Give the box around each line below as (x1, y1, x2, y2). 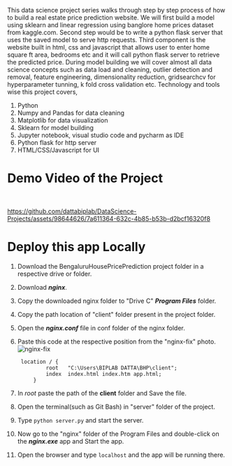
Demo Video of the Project (7, 171, 163, 186)
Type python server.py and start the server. (17, 416, 144, 424)
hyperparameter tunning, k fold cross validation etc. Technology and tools (7, 80, 220, 88)
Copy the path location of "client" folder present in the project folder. (17, 310, 216, 318)
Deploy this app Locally (7, 239, 146, 255)
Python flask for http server (17, 139, 97, 146)
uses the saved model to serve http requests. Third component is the (7, 36, 206, 44)
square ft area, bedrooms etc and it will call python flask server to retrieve (7, 50, 220, 59)
